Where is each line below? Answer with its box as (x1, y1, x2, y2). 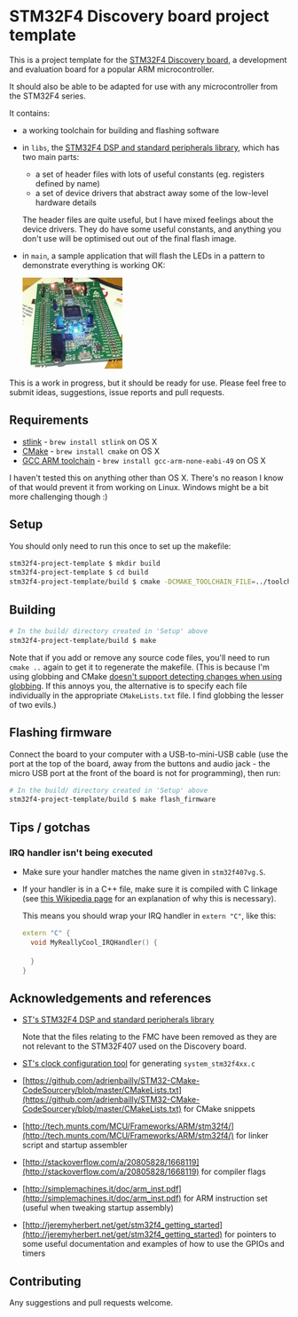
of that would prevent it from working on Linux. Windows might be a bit (9, 481, 269, 492)
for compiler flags (200, 1166, 266, 1178)
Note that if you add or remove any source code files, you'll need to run (9, 652, 271, 662)
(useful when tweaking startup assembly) (21, 1202, 175, 1213)
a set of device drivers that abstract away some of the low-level (35, 187, 269, 198)
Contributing (9, 1273, 82, 1289)
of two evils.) (9, 699, 57, 710)
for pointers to (224, 1229, 277, 1240)
